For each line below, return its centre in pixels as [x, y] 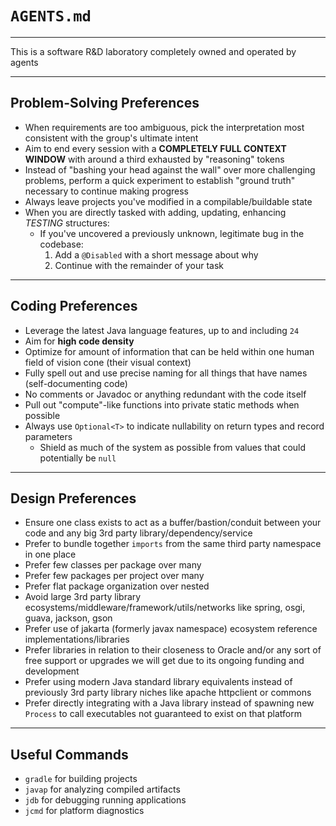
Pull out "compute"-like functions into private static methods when [162, 404]
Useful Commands [69, 754]
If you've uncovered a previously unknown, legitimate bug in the [172, 233]
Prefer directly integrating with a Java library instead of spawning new [169, 703]
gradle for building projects [81, 779]
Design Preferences [73, 498]
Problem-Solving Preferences [105, 103]
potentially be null [78, 458]
